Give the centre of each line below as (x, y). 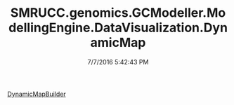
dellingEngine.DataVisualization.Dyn (118, 28)
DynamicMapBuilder (37, 94)
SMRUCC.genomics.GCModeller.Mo (118, 13)
